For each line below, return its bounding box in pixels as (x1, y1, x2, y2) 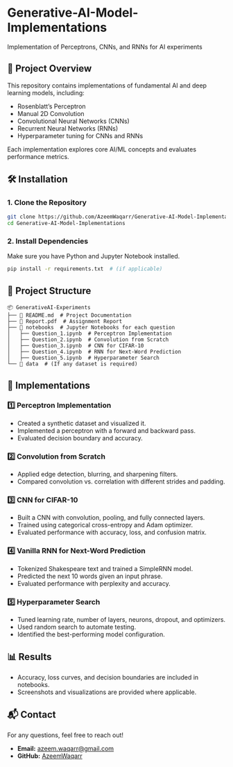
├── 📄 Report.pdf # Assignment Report (7, 318, 123, 325)
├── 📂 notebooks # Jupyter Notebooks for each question (7, 324, 175, 331)
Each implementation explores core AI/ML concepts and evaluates (7, 145, 196, 154)
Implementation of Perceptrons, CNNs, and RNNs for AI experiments (7, 42, 202, 51)
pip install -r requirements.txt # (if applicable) (7, 265, 163, 272)
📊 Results (7, 651, 52, 663)
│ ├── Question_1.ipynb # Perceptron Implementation (7, 330, 172, 338)
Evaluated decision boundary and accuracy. (17, 434, 144, 442)
